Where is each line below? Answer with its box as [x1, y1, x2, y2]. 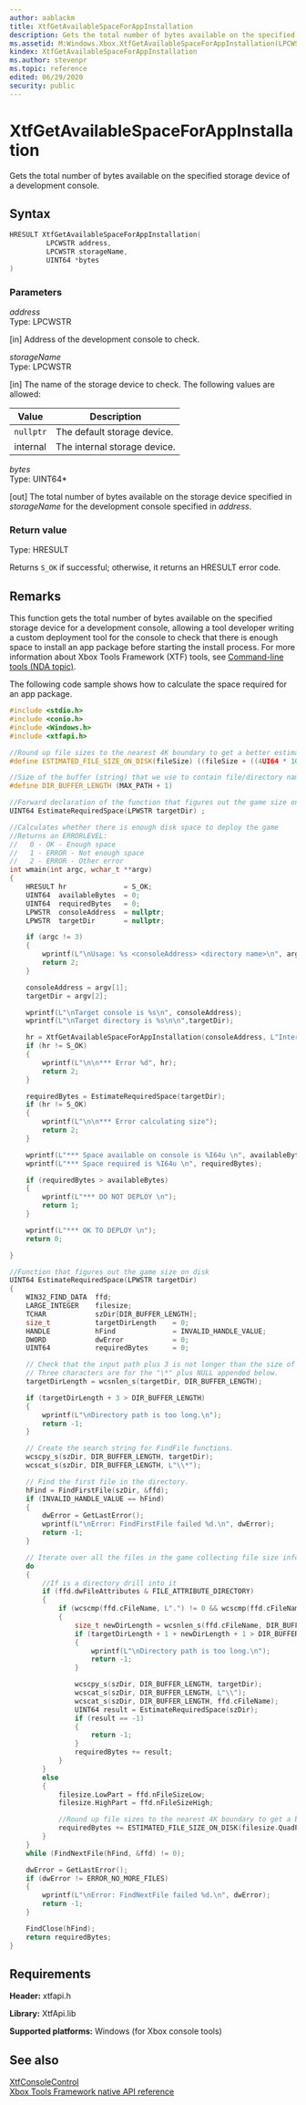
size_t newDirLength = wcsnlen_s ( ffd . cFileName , [74, 1621, 262, 1630]
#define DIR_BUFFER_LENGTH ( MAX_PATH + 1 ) [9, 782, 173, 791]
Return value [9, 524, 67, 536]
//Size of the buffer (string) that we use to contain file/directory [9, 773, 283, 783]
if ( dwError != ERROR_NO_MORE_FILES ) [25, 1873, 169, 1883]
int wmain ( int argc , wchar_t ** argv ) [9, 866, 153, 875]
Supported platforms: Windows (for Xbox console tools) [9, 2026, 223, 2037]
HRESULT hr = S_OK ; [25, 882, 153, 892]
